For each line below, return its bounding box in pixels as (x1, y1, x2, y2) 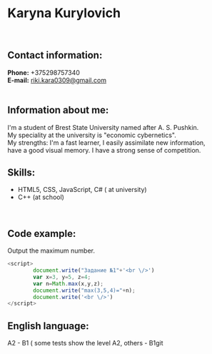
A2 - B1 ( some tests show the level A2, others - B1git (7, 339, 163, 348)
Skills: (7, 166, 36, 178)
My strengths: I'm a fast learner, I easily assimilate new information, (7, 138, 206, 147)
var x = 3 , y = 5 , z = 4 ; (33, 273, 91, 280)
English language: (7, 320, 89, 332)
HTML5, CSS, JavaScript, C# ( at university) (17, 186, 148, 194)
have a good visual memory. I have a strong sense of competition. (7, 146, 201, 154)
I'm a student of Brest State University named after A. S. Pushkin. (7, 123, 199, 131)
